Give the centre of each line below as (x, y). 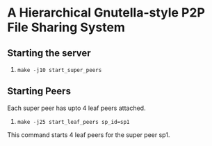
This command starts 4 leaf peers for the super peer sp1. (89, 135)
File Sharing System (66, 27)
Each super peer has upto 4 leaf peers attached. (76, 108)
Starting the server (49, 53)
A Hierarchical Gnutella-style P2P (106, 13)
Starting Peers (39, 91)
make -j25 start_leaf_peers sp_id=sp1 (73, 122)
